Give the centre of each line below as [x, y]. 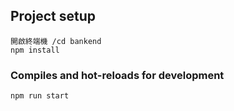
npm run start [40, 96]
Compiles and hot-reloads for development [117, 75]
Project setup [53, 16]
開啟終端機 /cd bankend [56, 41]
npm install [35, 50]
